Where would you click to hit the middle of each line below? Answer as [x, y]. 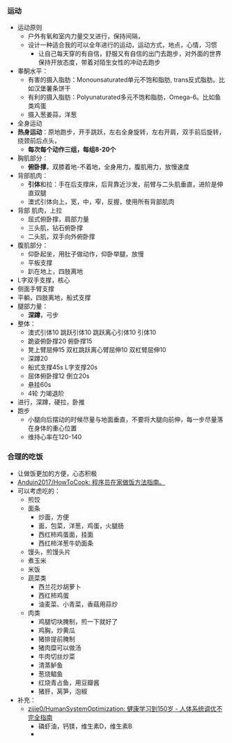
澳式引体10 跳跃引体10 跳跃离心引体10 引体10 [92, 332]
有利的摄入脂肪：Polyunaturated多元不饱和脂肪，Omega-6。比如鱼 [124, 97]
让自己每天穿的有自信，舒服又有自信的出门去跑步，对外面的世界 [130, 54]
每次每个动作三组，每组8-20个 [72, 150]
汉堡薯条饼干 [52, 89]
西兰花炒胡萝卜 [60, 586]
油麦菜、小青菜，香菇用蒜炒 [78, 604]
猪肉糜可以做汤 [60, 648]
